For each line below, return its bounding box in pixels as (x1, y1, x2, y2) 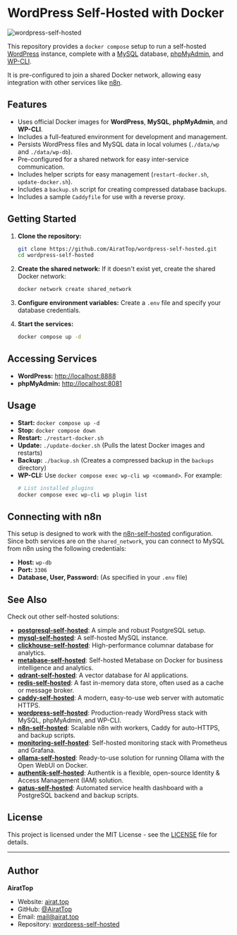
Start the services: (17, 320, 74, 328)
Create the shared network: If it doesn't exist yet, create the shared (17, 265, 216, 273)
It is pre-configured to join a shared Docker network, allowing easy (7, 71, 202, 79)
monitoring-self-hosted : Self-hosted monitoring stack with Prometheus (17, 739, 228, 747)
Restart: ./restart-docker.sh (17, 433, 104, 442)
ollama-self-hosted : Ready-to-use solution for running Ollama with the (17, 754, 224, 762)
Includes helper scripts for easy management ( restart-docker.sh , (17, 169, 209, 178)
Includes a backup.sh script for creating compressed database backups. (17, 185, 227, 193)
